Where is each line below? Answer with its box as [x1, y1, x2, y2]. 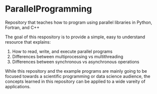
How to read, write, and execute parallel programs [12, 48, 113, 54]
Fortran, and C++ [5, 24, 40, 30]
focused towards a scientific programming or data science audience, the [5, 73, 151, 79]
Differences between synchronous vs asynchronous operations [12, 59, 140, 64]
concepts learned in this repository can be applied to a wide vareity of [5, 78, 146, 84]
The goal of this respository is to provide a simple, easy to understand [5, 34, 145, 40]
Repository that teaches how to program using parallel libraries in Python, [5, 19, 152, 25]
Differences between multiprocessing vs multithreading [12, 53, 123, 59]
